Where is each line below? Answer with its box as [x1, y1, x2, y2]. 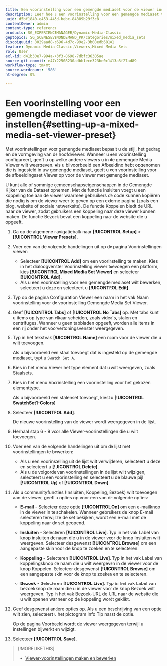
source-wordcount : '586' [5, 68, 57, 73]
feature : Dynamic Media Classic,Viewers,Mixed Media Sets [5, 44, 128, 49]
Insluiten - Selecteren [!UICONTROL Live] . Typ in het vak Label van [20, 529, 159, 535]
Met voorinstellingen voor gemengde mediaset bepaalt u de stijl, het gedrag [5, 146, 161, 152]
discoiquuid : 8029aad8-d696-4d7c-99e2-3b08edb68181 [5, 40, 114, 45]
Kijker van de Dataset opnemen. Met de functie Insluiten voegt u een [5, 187, 146, 193]
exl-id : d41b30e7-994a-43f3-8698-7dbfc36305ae [5, 53, 104, 59]
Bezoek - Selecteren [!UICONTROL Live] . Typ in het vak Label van [20, 580, 156, 586]
